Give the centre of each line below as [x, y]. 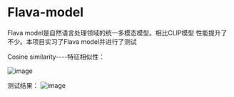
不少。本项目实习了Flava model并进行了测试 [72, 41]
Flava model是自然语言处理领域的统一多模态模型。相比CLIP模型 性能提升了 [117, 33]
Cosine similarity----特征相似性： [56, 57]
